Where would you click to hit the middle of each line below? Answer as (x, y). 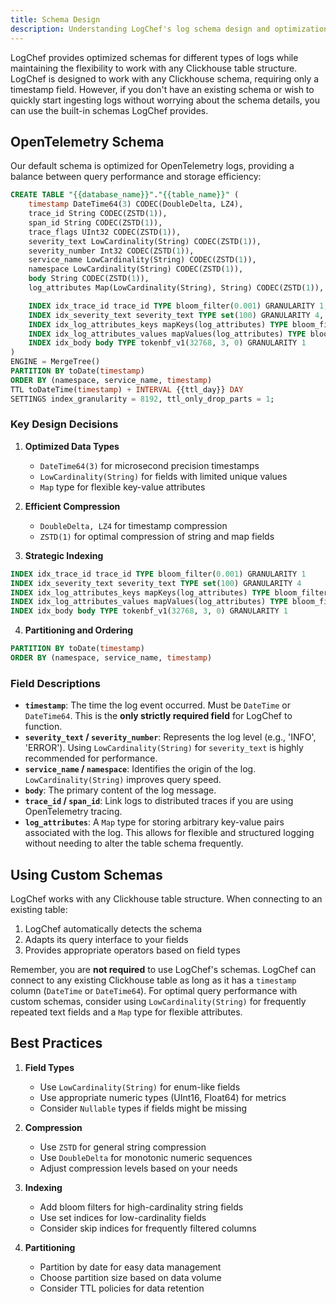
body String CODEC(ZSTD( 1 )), (89, 279)
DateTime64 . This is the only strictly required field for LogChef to (158, 716)
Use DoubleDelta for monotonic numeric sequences (146, 1157)
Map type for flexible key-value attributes (122, 487)
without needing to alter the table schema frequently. (134, 843)
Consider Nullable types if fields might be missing (143, 1108)
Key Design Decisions (64, 424)
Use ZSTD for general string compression (123, 1147)
